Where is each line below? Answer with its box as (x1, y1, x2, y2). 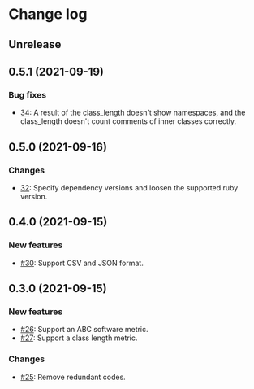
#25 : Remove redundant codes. (19, 372, 126, 382)
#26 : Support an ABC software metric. (19, 325, 149, 334)
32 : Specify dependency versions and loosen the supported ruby (19, 182, 239, 192)
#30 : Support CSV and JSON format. (19, 258, 144, 268)
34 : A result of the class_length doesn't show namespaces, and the (19, 107, 246, 118)
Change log (8, 5, 88, 24)
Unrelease (8, 37, 62, 51)
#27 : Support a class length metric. (19, 333, 138, 343)
